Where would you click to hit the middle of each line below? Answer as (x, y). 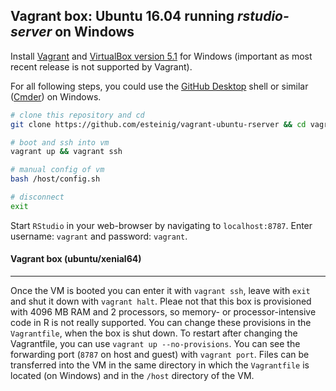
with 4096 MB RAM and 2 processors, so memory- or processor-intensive (163, 312)
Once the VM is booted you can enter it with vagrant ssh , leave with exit (160, 291)
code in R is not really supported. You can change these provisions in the (161, 323)
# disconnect (37, 197)
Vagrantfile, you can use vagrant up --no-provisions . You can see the (155, 344)
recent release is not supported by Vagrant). (101, 66)
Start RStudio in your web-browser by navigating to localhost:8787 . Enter (161, 225)
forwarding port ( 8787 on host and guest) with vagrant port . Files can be (160, 355)
